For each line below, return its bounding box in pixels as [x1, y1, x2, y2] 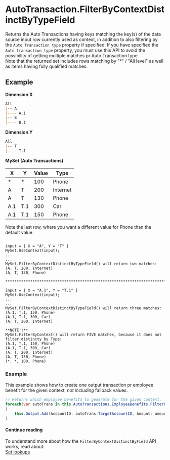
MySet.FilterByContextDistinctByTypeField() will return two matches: [5, 261, 157, 266]
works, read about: [5, 443, 45, 449]
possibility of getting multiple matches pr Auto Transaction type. [5, 52, 139, 59]
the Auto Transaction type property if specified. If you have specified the [5, 41, 158, 48]
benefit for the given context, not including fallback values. [5, 387, 128, 393]
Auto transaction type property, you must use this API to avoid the [5, 47, 146, 53]
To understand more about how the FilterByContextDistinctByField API [5, 438, 156, 444]
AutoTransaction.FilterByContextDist [5, 4, 165, 15]
